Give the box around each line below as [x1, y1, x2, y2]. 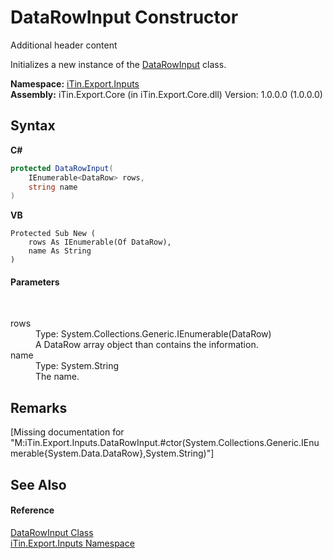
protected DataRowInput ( [10, 163, 114, 173]
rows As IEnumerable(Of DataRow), [28, 237, 172, 248]
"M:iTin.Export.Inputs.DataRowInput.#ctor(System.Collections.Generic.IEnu [10, 437, 320, 449]
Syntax [10, 117, 56, 135]
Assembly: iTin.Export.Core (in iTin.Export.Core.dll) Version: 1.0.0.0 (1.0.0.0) [10, 88, 323, 100]
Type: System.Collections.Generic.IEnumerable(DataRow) [35, 328, 272, 340]
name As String [28, 246, 92, 256]
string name [28, 182, 78, 192]
